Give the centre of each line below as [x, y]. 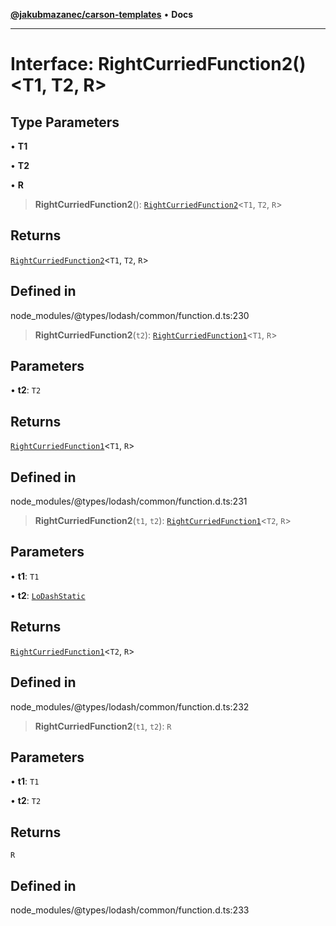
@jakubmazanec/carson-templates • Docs [102, 14]
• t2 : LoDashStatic [48, 595]
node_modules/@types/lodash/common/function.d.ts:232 [130, 706]
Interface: [52, 64]
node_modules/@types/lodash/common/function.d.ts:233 [130, 910]
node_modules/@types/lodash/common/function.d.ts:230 [130, 315]
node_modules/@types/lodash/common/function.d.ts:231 [129, 501]
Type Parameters [65, 122]
